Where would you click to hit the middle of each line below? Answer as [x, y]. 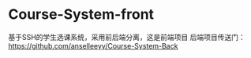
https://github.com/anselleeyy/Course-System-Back [93, 45]
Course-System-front [81, 14]
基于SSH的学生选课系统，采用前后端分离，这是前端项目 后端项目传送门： [127, 37]
